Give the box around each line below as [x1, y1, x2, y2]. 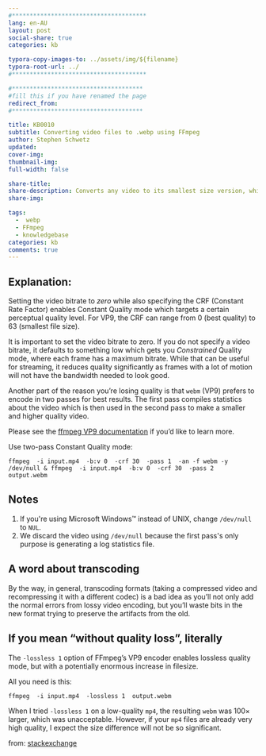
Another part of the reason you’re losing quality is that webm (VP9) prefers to [8, 386, 255, 395]
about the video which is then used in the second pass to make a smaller [8, 403, 246, 413]
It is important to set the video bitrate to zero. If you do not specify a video [8, 337, 251, 346]
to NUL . [19, 522, 42, 532]
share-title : [8, 179, 51, 187]
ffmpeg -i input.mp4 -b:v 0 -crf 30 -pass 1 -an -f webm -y [8, 457, 228, 465]
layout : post [8, 26, 51, 34]
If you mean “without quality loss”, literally [8, 632, 223, 646]
